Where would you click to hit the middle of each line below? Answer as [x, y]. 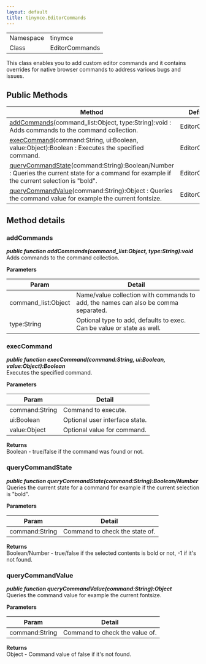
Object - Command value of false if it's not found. [69, 654]
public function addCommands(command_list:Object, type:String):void [100, 251]
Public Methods [37, 95]
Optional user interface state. [105, 420]
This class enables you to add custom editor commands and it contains [96, 63]
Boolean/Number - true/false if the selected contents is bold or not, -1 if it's [101, 553]
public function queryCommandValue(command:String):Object [89, 589]
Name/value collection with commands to [136, 295]
